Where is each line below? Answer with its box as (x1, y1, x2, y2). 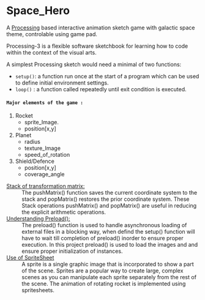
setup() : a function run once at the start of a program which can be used (15, 72, 199, 80)
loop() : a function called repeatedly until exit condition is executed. (15, 85, 187, 92)
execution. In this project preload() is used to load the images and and (21, 241, 198, 249)
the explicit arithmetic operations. (21, 209, 106, 216)
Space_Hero (6, 4, 70, 18)
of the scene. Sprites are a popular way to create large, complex (21, 267, 184, 274)
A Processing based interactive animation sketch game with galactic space (6, 24, 195, 31)
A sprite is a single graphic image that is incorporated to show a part (21, 261, 194, 268)
